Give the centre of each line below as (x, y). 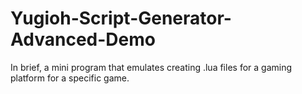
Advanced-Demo (83, 39)
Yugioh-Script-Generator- (121, 18)
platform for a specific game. (70, 78)
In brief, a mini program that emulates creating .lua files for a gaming (151, 67)
